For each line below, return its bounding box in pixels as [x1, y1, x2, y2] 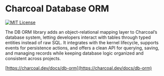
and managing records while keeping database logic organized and [5, 50, 144, 56]
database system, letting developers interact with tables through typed [5, 34, 151, 40]
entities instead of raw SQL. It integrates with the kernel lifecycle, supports [5, 39, 159, 45]
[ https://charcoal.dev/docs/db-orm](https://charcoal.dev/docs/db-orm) [5, 65, 152, 71]
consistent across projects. [5, 55, 61, 61]
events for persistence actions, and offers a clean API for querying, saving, [5, 45, 159, 51]
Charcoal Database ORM [5, 3, 109, 14]
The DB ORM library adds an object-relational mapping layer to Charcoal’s [5, 29, 157, 35]
